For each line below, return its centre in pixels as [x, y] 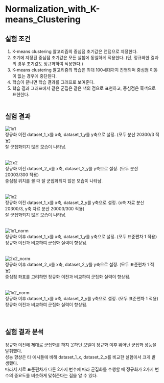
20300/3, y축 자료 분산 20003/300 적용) [45, 208]
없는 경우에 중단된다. [37, 76]
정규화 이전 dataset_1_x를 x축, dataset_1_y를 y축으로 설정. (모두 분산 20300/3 [80, 134]
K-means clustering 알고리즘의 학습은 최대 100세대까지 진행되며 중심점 [80, 70]
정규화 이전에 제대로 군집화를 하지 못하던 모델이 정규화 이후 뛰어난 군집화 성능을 [81, 345]
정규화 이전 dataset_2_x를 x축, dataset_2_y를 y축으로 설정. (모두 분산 [72, 168]
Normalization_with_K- [53, 9]
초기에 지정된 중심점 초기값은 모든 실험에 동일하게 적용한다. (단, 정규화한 [81, 58]
